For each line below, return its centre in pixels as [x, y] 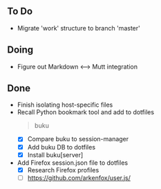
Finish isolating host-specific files [65, 105]
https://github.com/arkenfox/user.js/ [79, 178]
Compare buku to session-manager [78, 139]
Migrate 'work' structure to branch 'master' [78, 28]
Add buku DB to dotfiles [61, 147]
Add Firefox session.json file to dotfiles [73, 163]
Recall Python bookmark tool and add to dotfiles [85, 112]
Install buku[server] [55, 154]
